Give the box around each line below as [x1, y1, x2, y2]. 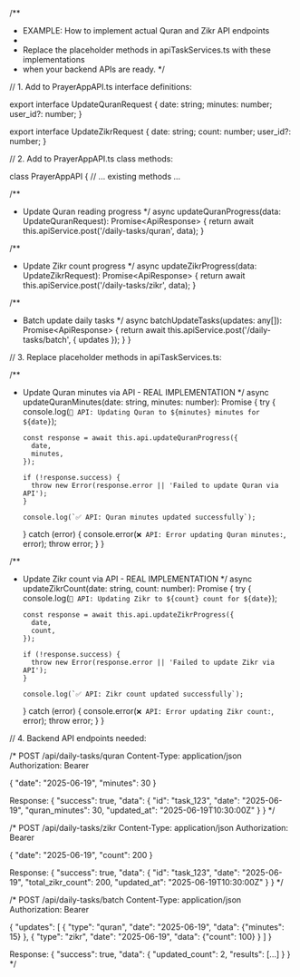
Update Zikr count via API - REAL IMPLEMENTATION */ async [22, 573, 252, 584]
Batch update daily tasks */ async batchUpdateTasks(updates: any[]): [22, 315, 283, 326]
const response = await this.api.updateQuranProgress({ [22, 434, 238, 443]
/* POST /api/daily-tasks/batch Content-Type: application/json [9, 894, 242, 905]
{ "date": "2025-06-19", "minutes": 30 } [9, 777, 157, 788]
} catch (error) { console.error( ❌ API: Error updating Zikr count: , [22, 706, 275, 716]
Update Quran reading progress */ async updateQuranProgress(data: [22, 206, 282, 217]
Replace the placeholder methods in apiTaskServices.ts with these [22, 44, 272, 55]
